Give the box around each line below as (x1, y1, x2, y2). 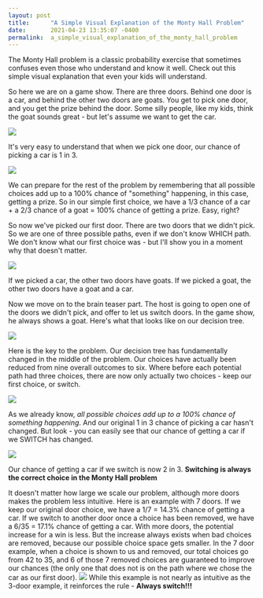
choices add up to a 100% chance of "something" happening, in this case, (8, 189, 249, 198)
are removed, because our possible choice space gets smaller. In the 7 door (8, 538, 254, 548)
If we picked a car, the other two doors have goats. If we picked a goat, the (8, 276, 252, 286)
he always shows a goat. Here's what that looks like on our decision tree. (8, 316, 245, 326)
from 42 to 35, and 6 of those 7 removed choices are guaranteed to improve (8, 556, 255, 565)
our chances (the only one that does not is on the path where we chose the (8, 563, 252, 573)
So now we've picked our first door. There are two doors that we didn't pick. (8, 221, 256, 231)
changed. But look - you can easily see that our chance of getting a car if (8, 426, 246, 436)
